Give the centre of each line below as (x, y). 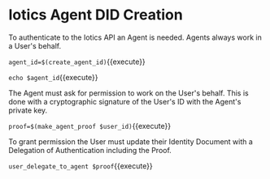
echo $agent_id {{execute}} (54, 77)
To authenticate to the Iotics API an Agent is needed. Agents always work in (135, 37)
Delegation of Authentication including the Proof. (90, 150)
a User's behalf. (35, 45)
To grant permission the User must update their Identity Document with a (131, 141)
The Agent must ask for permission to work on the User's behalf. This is (129, 93)
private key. (28, 110)
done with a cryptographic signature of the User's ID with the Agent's (125, 101)
